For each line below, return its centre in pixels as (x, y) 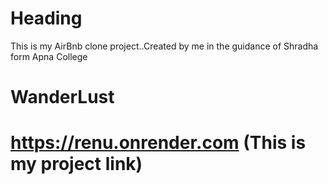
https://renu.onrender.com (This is (158, 143)
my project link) (76, 164)
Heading (46, 18)
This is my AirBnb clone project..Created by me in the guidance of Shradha (164, 46)
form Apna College (49, 56)
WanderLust (62, 97)
